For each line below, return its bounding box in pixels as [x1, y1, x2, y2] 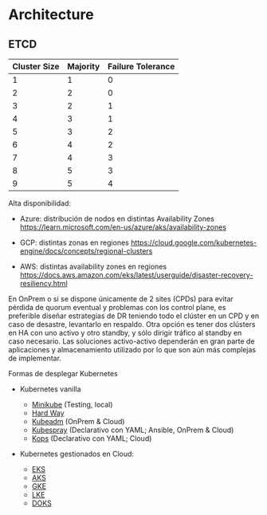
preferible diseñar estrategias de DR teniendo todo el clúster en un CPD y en [8, 311, 260, 320]
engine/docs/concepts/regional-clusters [19, 246, 153, 256]
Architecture [8, 6, 94, 24]
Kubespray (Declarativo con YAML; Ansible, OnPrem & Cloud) [31, 425, 234, 434]
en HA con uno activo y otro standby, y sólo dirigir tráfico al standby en [8, 328, 242, 337]
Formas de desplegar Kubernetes [8, 369, 118, 378]
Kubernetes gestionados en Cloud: [19, 449, 134, 458]
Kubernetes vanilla [19, 384, 81, 394]
